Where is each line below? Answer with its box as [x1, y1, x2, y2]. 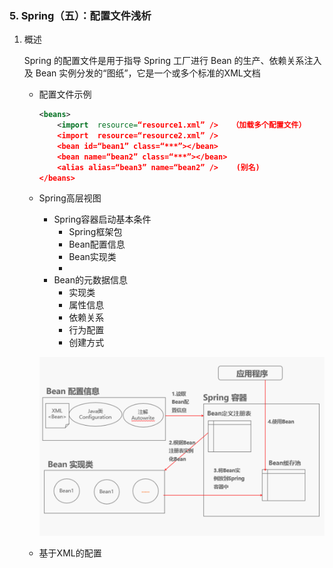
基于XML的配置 [38, 547, 102, 559]
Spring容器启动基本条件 [53, 213, 152, 226]
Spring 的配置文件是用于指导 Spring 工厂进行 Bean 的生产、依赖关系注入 [23, 55, 322, 67]
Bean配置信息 [68, 238, 126, 251]
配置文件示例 [38, 88, 92, 101]
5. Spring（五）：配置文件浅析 [9, 8, 152, 22]
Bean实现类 [68, 251, 117, 263]
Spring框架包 [68, 226, 123, 238]
